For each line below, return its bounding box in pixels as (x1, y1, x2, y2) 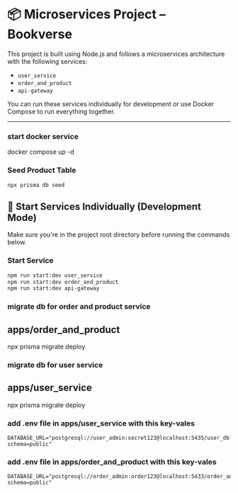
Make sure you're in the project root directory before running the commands (7, 230, 230, 239)
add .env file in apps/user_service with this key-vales (7, 418, 195, 428)
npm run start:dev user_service (7, 271, 103, 279)
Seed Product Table (7, 165, 76, 175)
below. (7, 238, 27, 246)
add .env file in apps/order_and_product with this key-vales (7, 457, 217, 467)
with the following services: (7, 57, 88, 65)
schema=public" (7, 441, 52, 448)
